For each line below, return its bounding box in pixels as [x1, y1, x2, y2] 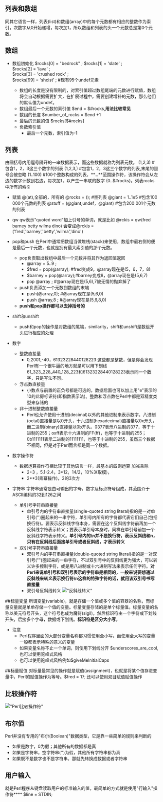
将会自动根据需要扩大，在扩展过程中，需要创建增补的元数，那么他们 [19, 93, 156, 99]
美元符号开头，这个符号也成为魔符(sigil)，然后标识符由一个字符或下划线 [13, 610, 157, 616]
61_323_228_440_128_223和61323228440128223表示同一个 [26, 369, 147, 375]
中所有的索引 [5, 184, 31, 190]
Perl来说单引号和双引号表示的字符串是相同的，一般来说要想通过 [26, 569, 155, 575]
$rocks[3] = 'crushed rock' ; [12, 71, 69, 77]
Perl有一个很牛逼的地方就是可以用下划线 [26, 363, 108, 369]
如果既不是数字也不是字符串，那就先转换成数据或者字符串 [12, 756, 127, 761]
